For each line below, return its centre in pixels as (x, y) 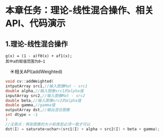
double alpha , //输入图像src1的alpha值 (44, 91)
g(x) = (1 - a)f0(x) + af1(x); (39, 56)
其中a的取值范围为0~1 (25, 62)
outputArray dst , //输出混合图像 (38, 110)
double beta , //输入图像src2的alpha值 (43, 101)
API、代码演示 (35, 23)
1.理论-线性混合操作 (37, 44)
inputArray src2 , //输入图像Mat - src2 (45, 95)
